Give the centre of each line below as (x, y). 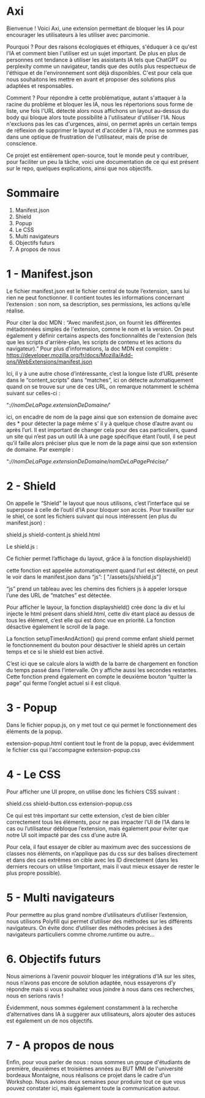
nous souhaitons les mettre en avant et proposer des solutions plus (91, 79)
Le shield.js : (22, 546)
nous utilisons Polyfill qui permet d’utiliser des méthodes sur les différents (99, 921)
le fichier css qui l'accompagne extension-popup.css (73, 749)
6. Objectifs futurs (54, 959)
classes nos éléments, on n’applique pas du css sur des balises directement (102, 853)
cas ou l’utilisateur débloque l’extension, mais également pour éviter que (97, 828)
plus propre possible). (34, 873)
